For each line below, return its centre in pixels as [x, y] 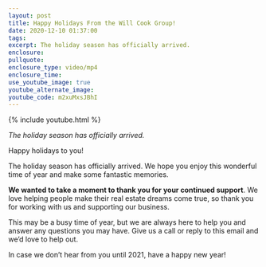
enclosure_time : [35, 75]
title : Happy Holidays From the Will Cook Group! [92, 23]
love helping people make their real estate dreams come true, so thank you [131, 198]
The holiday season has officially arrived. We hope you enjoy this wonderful [133, 166]
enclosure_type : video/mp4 [53, 68]
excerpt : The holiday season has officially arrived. [100, 45]
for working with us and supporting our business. [89, 207]
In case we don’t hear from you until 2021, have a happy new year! [117, 255]
